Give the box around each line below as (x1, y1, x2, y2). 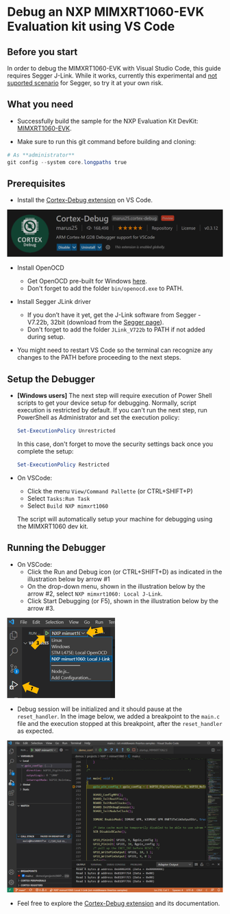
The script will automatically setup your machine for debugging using (16, 515, 213, 523)
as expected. (16, 727, 54, 735)
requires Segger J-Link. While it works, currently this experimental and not (7, 71, 218, 80)
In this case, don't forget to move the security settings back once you (16, 440, 214, 448)
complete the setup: (16, 447, 74, 455)
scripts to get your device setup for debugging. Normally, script (16, 399, 196, 407)
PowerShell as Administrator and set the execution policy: (16, 413, 180, 421)
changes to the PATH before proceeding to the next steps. (16, 353, 181, 362)
